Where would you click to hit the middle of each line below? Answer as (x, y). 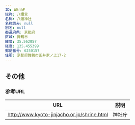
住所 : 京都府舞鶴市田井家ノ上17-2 (36, 55)
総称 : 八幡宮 (16, 14)
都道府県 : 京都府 (20, 32)
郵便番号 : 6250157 (23, 50)
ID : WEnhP (15, 10)
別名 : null (15, 28)
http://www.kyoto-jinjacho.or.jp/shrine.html (58, 115)
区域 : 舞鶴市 (16, 37)
